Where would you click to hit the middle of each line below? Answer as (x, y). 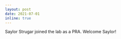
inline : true (18, 18)
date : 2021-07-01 (22, 14)
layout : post (18, 9)
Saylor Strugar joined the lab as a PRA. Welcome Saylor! (61, 32)
